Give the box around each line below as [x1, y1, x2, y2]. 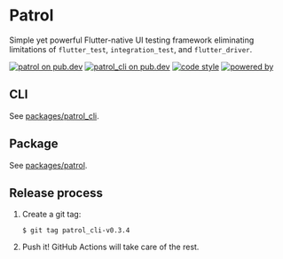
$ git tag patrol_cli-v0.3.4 [21, 226, 130, 235]
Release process [9, 185, 104, 200]
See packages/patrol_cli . [9, 110, 99, 121]
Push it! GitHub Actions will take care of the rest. [21, 241, 200, 253]
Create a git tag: [21, 209, 82, 220]
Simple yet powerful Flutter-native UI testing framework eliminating [9, 35, 255, 45]
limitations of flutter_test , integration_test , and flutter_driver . [9, 43, 253, 54]
